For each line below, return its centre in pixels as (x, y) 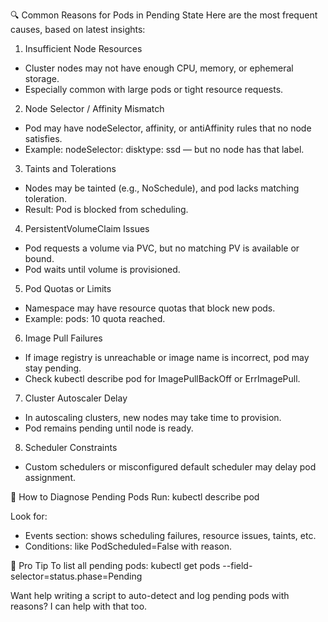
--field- (237, 565)
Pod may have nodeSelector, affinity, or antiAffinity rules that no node (168, 128)
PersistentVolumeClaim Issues (87, 228)
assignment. (50, 477)
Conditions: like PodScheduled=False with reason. (128, 546)
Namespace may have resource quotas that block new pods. (150, 308)
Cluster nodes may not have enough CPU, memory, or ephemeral (159, 68)
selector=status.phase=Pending (76, 576)
